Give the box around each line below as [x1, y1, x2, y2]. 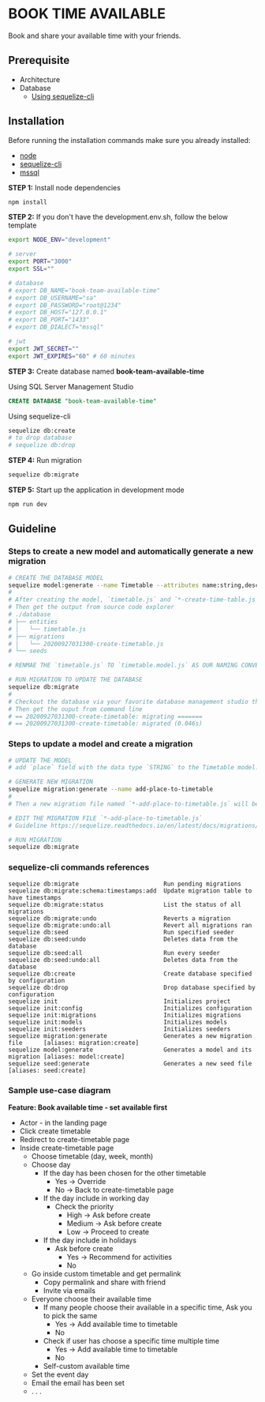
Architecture [19, 74, 61, 84]
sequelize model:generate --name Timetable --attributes [8, 581, 200, 589]
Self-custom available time [43, 1361, 130, 1370]
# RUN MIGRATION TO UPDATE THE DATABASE [8, 676, 144, 684]
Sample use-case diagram [8, 1084, 111, 1096]
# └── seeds [8, 647, 47, 656]
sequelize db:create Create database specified [8, 969, 252, 978]
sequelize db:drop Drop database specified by [8, 983, 256, 991]
